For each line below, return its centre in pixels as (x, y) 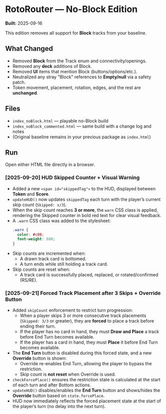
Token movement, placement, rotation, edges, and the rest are (76, 87)
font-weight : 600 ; (36, 239)
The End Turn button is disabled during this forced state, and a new (82, 353)
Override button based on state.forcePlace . (58, 396)
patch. (19, 82)
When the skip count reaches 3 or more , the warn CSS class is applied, (85, 210)
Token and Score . (31, 194)
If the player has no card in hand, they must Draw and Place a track (89, 332)
